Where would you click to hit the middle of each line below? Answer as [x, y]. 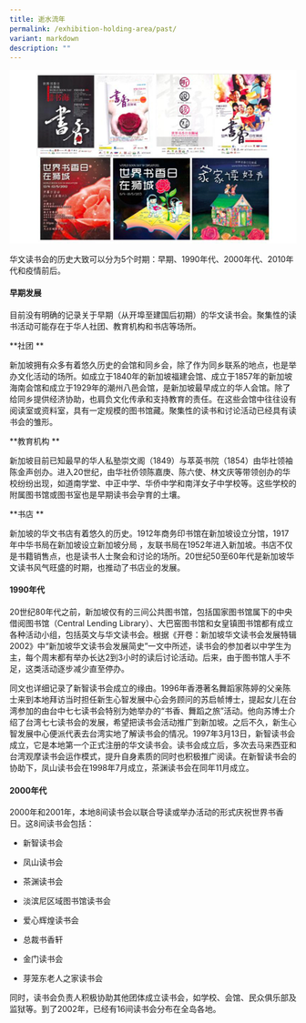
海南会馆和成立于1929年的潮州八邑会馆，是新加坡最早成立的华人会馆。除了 [150, 388]
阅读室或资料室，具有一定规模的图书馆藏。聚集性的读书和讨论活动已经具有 [149, 410]
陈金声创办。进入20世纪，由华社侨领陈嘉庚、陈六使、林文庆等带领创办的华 [150, 471]
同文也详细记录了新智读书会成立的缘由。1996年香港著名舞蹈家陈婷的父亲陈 [150, 688]
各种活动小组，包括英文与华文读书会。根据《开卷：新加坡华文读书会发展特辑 [153, 634]
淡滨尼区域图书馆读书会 [66, 901]
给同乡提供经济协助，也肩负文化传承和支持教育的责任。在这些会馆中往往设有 [153, 399]
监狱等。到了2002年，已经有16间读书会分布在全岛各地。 [115, 1009]
